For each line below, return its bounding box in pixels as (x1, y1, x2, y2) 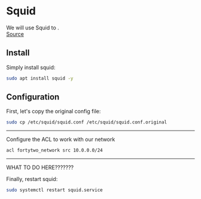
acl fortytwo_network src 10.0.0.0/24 (6, 147, 103, 153)
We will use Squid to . (6, 24, 60, 31)
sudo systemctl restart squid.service (6, 187, 103, 193)
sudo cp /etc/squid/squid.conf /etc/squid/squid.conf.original (6, 119, 167, 125)
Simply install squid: (6, 64, 56, 71)
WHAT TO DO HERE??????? (6, 164, 74, 171)
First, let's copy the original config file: (6, 108, 101, 115)
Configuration (6, 92, 60, 102)
